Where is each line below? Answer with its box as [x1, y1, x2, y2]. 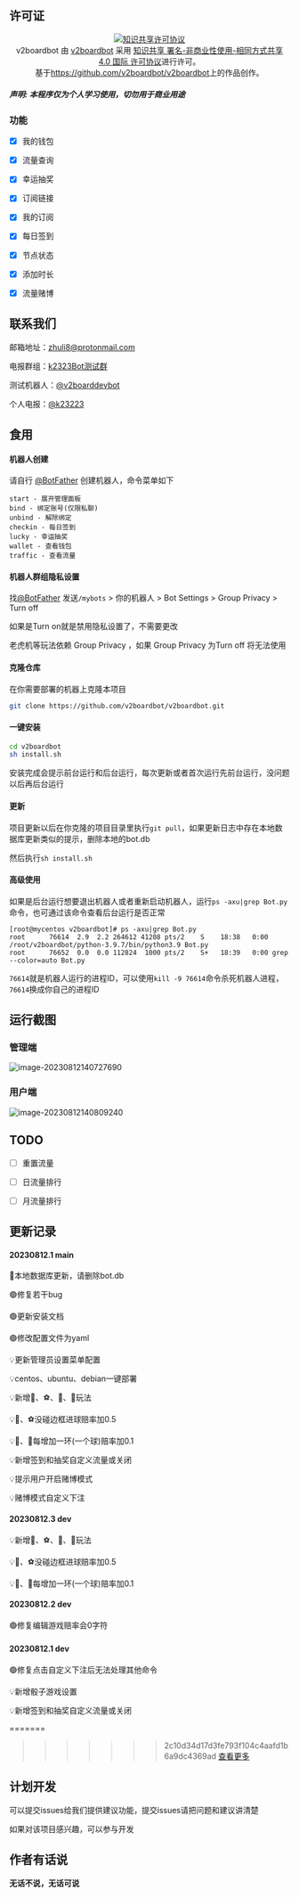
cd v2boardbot [9, 742, 62, 751]
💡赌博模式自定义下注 [9, 1492, 85, 1503]
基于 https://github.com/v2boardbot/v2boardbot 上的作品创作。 [35, 67, 264, 78]
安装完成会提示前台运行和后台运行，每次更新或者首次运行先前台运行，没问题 [9, 767, 290, 778]
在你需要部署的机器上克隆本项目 [9, 683, 126, 694]
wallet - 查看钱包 [9, 542, 72, 551]
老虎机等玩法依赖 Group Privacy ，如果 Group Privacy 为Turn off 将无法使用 [9, 640, 287, 650]
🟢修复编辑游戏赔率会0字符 [9, 1620, 109, 1631]
